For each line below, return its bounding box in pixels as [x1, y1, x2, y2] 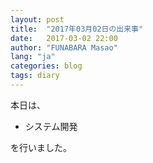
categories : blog [10, 61, 83, 71]
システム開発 [24, 120, 78, 132]
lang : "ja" [10, 52, 56, 62]
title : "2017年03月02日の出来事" [10, 24, 144, 34]
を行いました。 [10, 141, 72, 153]
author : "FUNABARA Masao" [10, 42, 118, 53]
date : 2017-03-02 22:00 [10, 33, 118, 43]
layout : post [10, 14, 65, 25]
